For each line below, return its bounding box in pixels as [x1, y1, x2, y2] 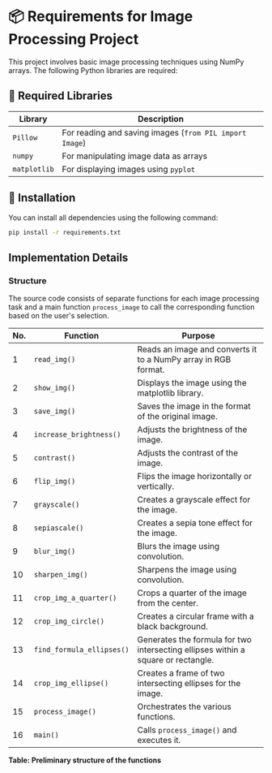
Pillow [12, 132, 38, 142]
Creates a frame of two [137, 667, 225, 679]
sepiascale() [33, 524, 84, 533]
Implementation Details [8, 250, 129, 265]
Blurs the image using [137, 541, 220, 552]
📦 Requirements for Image [8, 7, 193, 26]
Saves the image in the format [137, 400, 251, 412]
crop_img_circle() [33, 617, 105, 626]
